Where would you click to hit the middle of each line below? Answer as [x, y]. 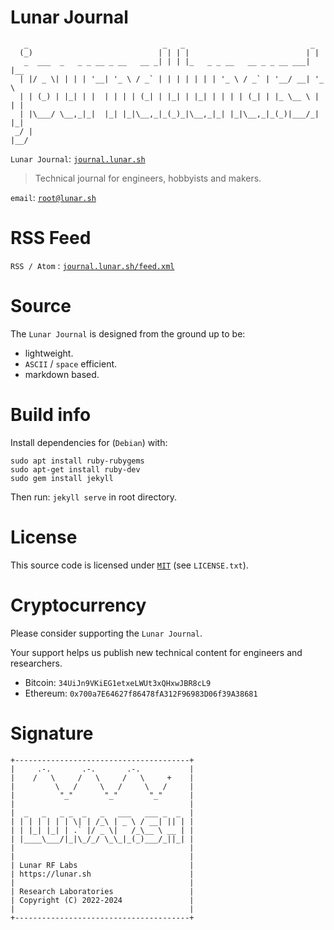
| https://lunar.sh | [102, 874]
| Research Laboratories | [102, 891]
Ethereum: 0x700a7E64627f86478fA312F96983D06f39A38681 [141, 693]
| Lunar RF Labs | [102, 865]
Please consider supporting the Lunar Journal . [106, 633]
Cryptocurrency [78, 605]
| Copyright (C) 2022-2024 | [102, 900]
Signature [52, 733]
